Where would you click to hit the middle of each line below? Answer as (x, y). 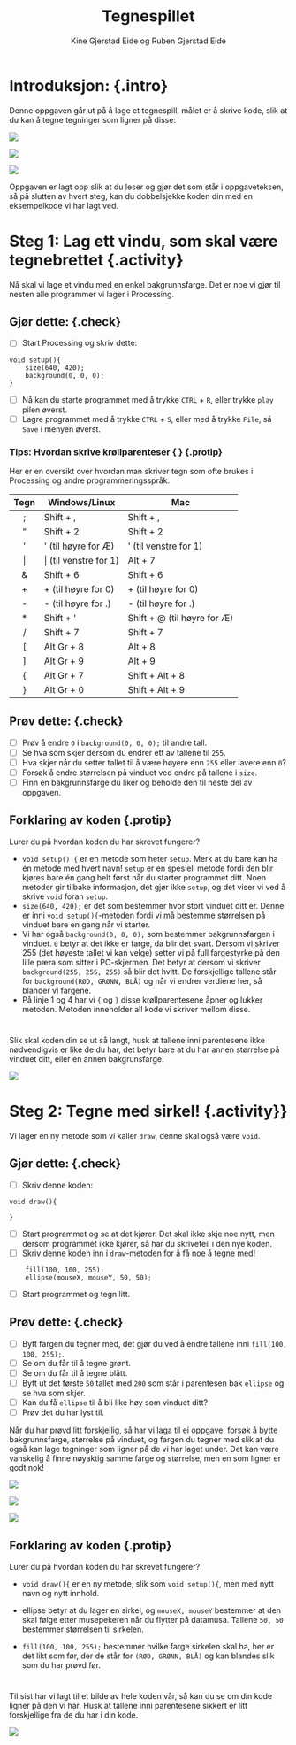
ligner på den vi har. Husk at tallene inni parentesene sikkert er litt (129, 1706)
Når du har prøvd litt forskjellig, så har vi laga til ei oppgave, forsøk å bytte (144, 1430)
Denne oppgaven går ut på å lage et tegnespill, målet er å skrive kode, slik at (148, 110)
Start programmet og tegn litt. (76, 1294)
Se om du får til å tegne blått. (75, 1372)
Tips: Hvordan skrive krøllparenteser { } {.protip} (116, 451)
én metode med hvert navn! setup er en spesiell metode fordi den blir (148, 868)
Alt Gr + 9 (64, 661)
